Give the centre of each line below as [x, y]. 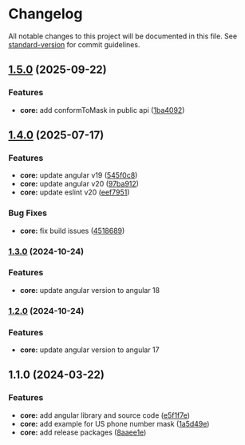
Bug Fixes [28, 213]
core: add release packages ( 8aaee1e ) [83, 432]
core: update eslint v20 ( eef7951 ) [75, 192]
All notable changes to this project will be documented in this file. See [123, 36]
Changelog [45, 14]
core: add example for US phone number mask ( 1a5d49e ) [115, 423]
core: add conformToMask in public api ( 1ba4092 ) [102, 110]
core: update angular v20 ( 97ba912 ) [79, 184]
